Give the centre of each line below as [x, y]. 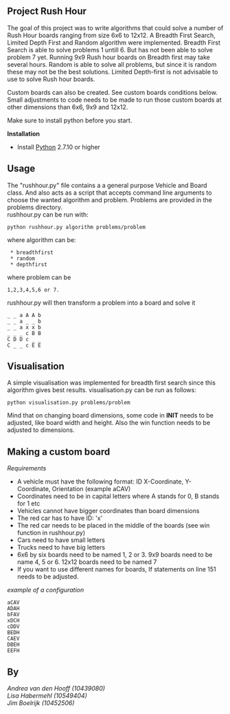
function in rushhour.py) [51, 533]
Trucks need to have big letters [61, 548]
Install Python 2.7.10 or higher [59, 147]
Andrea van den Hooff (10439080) [56, 689]
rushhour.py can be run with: [48, 214]
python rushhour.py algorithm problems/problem [77, 227]
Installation [23, 133]
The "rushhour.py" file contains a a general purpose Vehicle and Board [107, 185]
